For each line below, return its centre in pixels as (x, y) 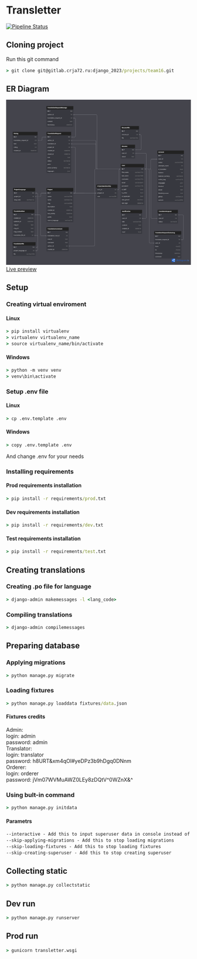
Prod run (22, 936)
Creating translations (46, 570)
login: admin (21, 736)
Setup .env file (27, 391)
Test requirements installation (43, 539)
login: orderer (23, 773)
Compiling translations (39, 614)
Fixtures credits (26, 716)
